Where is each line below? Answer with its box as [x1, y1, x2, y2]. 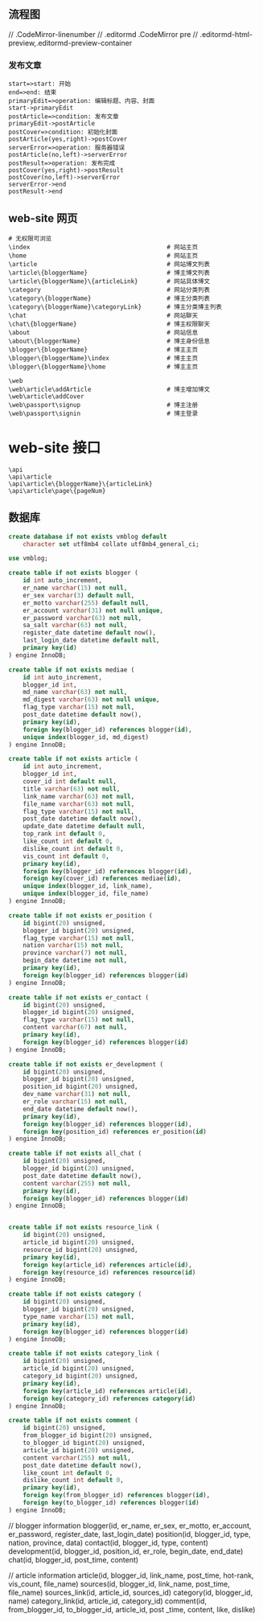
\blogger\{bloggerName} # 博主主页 [8, 345, 199, 354]
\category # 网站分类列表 [8, 285, 211, 294]
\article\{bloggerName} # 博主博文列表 [8, 269, 211, 277]
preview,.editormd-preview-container [8, 38, 133, 47]
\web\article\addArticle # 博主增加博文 [8, 385, 211, 393]
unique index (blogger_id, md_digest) [23, 733, 150, 741]
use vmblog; [8, 554, 48, 563]
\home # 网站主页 [8, 252, 199, 260]
